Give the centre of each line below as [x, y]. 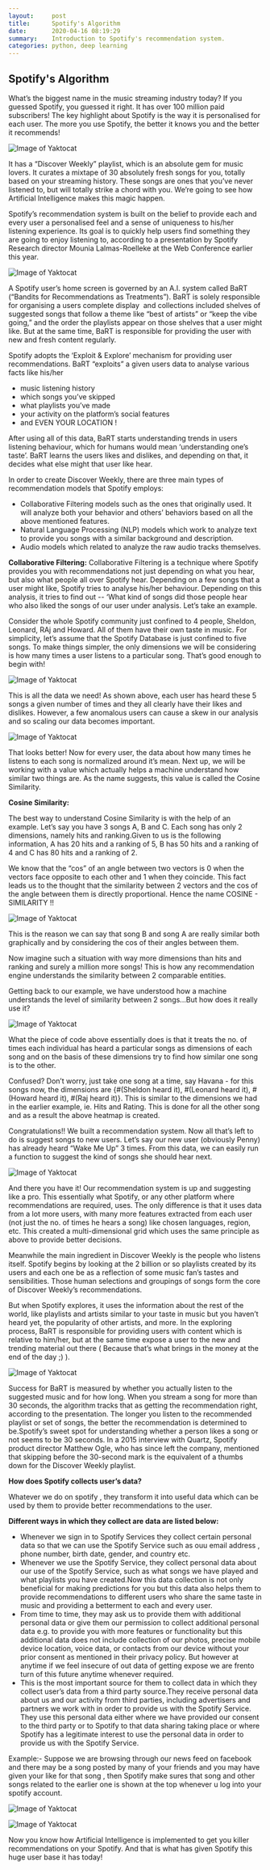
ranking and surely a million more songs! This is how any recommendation [131, 966]
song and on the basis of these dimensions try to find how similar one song [133, 1057]
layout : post [37, 16]
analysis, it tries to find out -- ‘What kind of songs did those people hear [128, 597]
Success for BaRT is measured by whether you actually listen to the [120, 1388]
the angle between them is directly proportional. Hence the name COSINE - [133, 893]
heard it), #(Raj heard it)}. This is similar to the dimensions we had [148, 1098]
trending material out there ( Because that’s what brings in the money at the [134, 1348]
